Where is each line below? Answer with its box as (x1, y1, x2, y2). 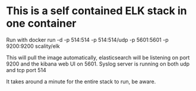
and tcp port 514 (6, 66, 46, 73)
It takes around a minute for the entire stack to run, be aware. (6, 78, 156, 85)
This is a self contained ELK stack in (6, 4, 187, 18)
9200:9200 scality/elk (6, 43, 61, 50)
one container (6, 17, 77, 30)
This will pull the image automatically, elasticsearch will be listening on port (6, 54, 190, 61)
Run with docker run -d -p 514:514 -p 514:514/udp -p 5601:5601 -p (6, 36, 169, 43)
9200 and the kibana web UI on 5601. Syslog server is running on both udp (6, 60, 190, 67)
